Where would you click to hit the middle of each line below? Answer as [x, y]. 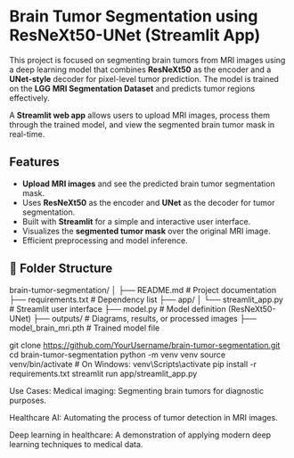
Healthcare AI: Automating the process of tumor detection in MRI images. [143, 417]
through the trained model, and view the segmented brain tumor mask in [142, 124]
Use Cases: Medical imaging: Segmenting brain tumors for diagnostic [137, 390]
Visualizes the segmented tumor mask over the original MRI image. [146, 231]
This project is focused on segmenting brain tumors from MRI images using [147, 60]
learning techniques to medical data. [76, 444]
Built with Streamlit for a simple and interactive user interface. [136, 221]
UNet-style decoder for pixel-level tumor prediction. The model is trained [144, 78]
